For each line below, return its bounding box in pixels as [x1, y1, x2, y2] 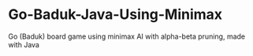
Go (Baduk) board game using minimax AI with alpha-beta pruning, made [8, 32, 246, 41]
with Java [8, 39, 39, 49]
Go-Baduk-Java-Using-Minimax [8, 6, 223, 24]
